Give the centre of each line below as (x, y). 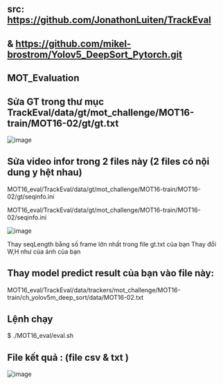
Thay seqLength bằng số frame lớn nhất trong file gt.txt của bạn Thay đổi (112, 244)
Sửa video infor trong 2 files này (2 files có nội (108, 162)
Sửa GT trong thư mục (56, 101)
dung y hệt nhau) (45, 173)
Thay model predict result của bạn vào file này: (111, 273)
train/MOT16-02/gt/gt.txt (63, 123)
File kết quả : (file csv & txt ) (68, 357)
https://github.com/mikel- (73, 43)
